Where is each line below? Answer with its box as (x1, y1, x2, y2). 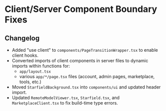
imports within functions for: (11, 63, 70, 69)
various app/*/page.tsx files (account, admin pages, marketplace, (19, 74, 155, 79)
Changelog (4, 34, 40, 42)
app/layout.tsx (19, 69, 51, 74)
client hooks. (11, 52, 38, 58)
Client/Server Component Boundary (4, 3, 158, 15)
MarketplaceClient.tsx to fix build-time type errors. (11, 100, 118, 106)
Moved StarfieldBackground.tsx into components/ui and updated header (11, 84, 161, 90)
